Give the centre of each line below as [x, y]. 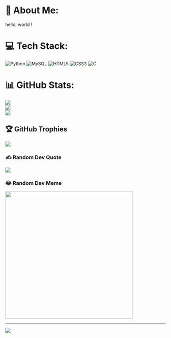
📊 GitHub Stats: [40, 85]
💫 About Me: [32, 10]
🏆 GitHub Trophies [36, 129]
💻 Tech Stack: [37, 46]
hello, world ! [19, 24]
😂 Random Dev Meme [34, 183]
